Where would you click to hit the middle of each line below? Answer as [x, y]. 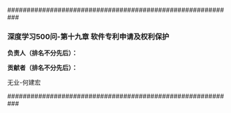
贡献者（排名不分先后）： [43, 68]
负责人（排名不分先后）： [43, 53]
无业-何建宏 [24, 82]
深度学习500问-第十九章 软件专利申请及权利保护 [88, 36]
